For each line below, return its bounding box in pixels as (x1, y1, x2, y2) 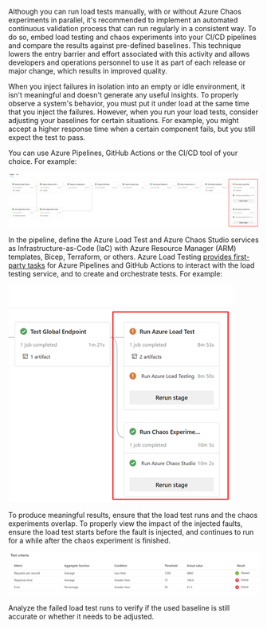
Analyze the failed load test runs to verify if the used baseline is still (8, 603, 230, 612)
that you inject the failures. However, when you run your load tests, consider (8, 107, 259, 117)
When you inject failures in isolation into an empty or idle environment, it (8, 82, 245, 91)
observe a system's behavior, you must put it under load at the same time (8, 99, 249, 108)
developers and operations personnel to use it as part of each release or (8, 58, 246, 67)
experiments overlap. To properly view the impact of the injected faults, (8, 519, 243, 528)
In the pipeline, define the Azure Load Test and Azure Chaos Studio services (8, 235, 259, 245)
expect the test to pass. (8, 133, 86, 142)
